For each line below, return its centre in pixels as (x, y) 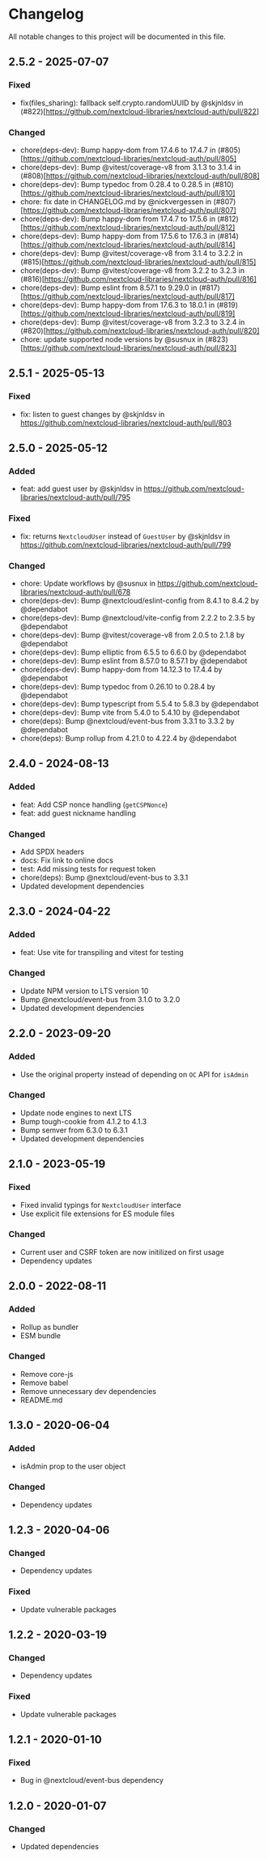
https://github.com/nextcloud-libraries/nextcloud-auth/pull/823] (130, 347)
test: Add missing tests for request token (88, 868)
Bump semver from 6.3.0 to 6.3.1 (74, 1130)
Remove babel (44, 1383)
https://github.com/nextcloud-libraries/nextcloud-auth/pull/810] (129, 193)
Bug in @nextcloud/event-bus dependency (92, 1780)
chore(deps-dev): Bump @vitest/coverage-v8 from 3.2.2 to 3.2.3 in (132, 270)
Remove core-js (47, 1374)
